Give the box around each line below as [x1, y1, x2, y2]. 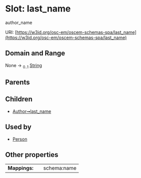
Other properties [5, 150, 58, 159]
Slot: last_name [5, 3, 71, 14]
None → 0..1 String [5, 62, 42, 69]
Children [5, 95, 32, 103]
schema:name [43, 164, 76, 171]
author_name [5, 19, 32, 25]
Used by [5, 123, 31, 131]
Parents [5, 78, 30, 86]
